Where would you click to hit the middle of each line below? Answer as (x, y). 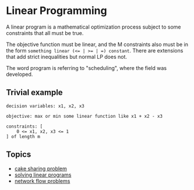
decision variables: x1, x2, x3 (45, 106)
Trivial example (34, 92)
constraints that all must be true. (45, 33)
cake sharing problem (40, 168)
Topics (19, 155)
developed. (20, 74)
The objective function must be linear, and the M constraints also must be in (97, 44)
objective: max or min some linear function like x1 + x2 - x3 (84, 116)
